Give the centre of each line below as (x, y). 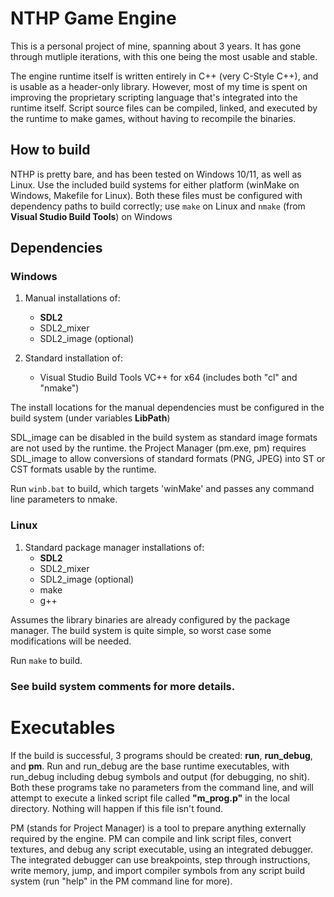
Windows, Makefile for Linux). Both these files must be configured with (156, 195)
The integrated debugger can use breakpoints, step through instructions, (160, 859)
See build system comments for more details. (123, 686)
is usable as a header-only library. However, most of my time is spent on (159, 86)
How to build (50, 150)
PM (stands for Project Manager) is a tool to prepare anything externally (158, 828)
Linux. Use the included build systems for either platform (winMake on (155, 184)
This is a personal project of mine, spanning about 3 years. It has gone (156, 46)
